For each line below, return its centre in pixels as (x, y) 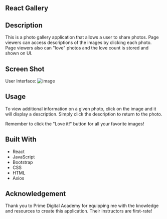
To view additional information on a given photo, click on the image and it (81, 108)
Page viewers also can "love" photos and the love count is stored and (77, 48)
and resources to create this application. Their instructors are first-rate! (79, 211)
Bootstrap (23, 162)
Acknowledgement (36, 194)
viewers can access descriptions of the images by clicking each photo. (78, 42)
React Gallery (27, 8)
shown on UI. (19, 53)
